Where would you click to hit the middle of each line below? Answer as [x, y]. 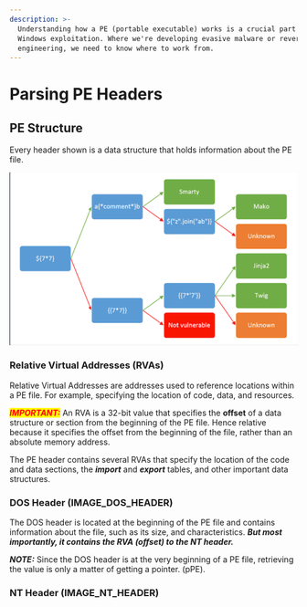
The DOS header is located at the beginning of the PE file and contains [143, 523]
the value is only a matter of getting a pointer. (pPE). [107, 570]
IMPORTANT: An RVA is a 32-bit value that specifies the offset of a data [145, 413]
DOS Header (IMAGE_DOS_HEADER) [91, 502]
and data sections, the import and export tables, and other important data [149, 469]
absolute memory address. [60, 442]
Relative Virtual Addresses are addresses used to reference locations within [152, 385]
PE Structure [47, 128]
